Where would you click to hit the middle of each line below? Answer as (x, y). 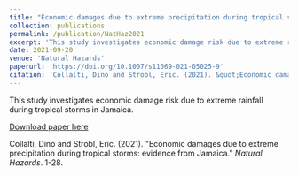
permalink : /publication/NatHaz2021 (77, 34)
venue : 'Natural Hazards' (57, 58)
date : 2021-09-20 (41, 50)
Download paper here (49, 126)
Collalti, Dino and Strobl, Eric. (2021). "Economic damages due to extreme (144, 143)
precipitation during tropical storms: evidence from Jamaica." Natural (136, 153)
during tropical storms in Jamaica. (72, 109)
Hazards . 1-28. (36, 162)
